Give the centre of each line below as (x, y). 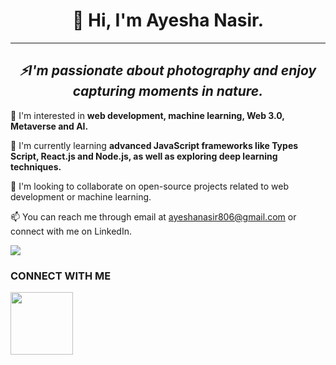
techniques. (36, 166)
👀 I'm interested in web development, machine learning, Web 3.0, (147, 115)
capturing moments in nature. (168, 91)
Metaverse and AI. (49, 126)
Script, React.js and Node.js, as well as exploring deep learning (144, 156)
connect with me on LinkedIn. (71, 231)
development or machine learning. (81, 196)
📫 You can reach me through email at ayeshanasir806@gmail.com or (153, 216)
